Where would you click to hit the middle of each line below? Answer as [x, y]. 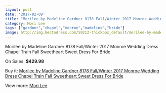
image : [12, 32]
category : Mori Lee [25, 23]
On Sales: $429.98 [25, 61]
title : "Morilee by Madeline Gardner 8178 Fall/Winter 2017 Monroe [76, 19]
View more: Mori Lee [26, 86]
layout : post [19, 10]
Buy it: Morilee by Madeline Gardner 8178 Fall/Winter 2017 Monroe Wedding [82, 71]
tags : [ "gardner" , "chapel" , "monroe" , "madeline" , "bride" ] [65, 28]
